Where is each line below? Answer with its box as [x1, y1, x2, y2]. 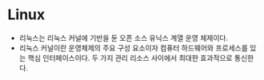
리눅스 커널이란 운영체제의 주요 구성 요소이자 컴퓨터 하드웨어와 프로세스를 [18, 42, 249, 53]
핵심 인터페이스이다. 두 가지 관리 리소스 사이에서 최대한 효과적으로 [27, 53, 233, 62]
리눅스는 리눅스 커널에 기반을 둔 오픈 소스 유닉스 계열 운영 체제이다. [18, 33, 229, 42]
